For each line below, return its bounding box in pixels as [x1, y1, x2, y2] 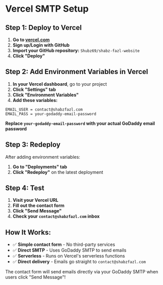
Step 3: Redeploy [5, 140, 61, 149]
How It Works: [5, 228, 51, 236]
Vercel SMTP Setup [5, 3, 89, 15]
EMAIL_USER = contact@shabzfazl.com [5, 107, 83, 112]
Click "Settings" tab [12, 86, 56, 92]
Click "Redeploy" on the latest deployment [12, 169, 104, 175]
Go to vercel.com [12, 37, 50, 43]
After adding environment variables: [5, 154, 80, 160]
